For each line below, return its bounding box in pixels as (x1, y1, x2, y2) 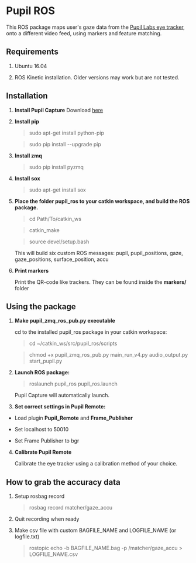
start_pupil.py (29, 357, 63, 365)
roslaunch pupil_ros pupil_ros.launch (29, 380, 118, 387)
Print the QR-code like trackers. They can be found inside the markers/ (14, 278, 187, 286)
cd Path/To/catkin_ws (29, 215, 82, 222)
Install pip (14, 118, 39, 125)
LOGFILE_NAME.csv (29, 551, 78, 558)
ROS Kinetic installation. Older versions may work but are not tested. (14, 73, 180, 81)
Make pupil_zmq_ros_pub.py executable (14, 317, 115, 324)
